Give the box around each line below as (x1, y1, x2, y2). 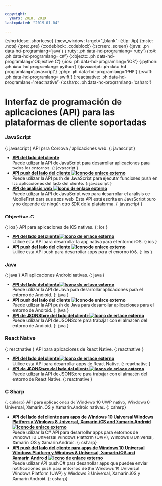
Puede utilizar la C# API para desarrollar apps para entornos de (12, 429, 139, 435)
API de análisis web (12, 185, 52, 191)
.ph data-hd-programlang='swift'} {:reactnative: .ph (5, 74, 108, 80)
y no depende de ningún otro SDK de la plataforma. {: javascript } (12, 201, 143, 207)
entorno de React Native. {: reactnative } (12, 376, 93, 382)
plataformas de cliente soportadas (5, 117, 147, 128)
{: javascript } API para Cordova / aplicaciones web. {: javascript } (5, 145, 136, 151)
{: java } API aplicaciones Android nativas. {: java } (5, 272, 105, 278)
